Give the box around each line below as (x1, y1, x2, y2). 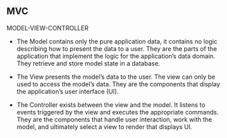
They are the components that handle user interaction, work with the (16, 115, 212, 124)
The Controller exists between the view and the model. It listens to (16, 100, 206, 109)
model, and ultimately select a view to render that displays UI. (16, 122, 192, 130)
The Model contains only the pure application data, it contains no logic (16, 37, 218, 46)
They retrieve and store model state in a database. (16, 59, 161, 68)
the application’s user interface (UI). (16, 87, 119, 95)
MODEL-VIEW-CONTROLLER (6, 23, 89, 32)
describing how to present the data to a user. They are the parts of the (16, 44, 217, 52)
